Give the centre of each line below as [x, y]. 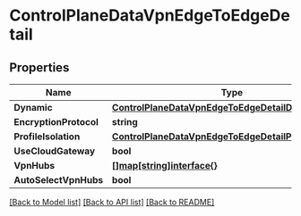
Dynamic [33, 108]
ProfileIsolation [47, 137]
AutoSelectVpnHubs [59, 180]
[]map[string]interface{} [164, 166]
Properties [39, 67]
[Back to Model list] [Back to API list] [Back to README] [112, 202]
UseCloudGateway [55, 151]
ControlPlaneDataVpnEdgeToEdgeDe [150, 16]
